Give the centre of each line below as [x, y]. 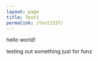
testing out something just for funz [49, 51]
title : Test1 [23, 17]
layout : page [23, 12]
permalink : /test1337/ [35, 23]
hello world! [21, 40]
